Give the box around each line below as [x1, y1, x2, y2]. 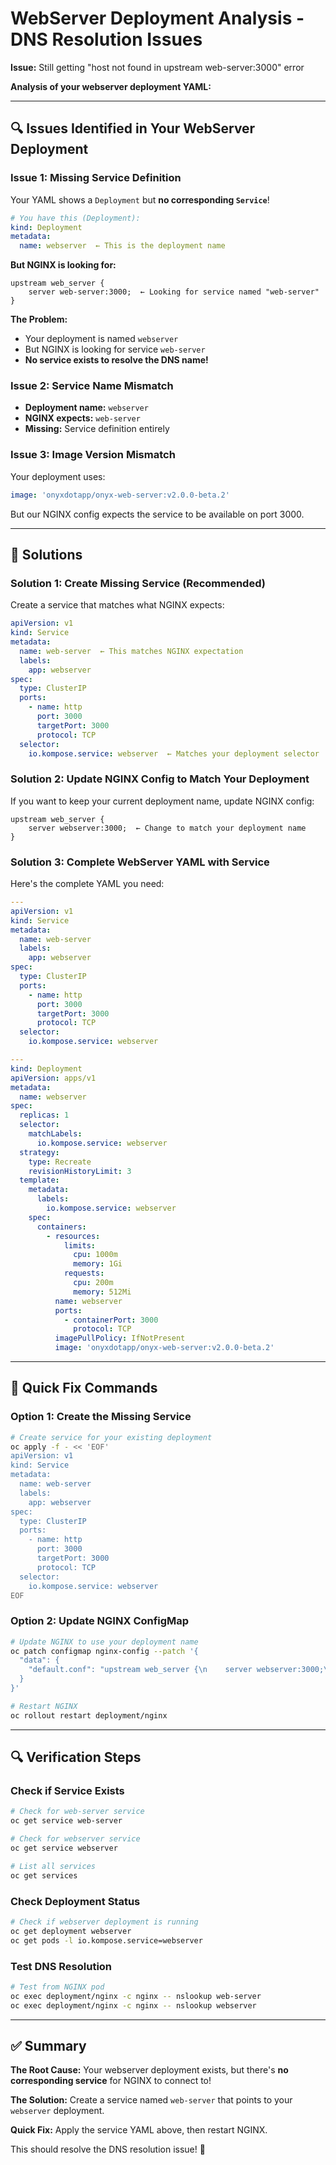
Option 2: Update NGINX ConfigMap [10, 1614, 190, 1628]
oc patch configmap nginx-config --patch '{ [10, 1646, 199, 1656]
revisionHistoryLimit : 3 [28, 1166, 132, 1176]
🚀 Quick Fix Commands [10, 1380, 158, 1397]
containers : [36, 1222, 87, 1232]
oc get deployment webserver [10, 1926, 132, 1936]
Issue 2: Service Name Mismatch [10, 379, 174, 393]
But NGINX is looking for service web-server [24, 343, 206, 356]
